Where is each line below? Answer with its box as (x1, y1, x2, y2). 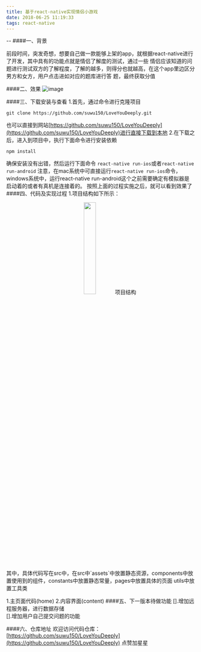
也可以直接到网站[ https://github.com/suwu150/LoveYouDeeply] (6, 122, 162, 129)
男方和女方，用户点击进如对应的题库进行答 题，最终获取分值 (6, 73, 155, 80)
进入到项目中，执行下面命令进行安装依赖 (16, 137, 117, 144)
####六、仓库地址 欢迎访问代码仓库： (6, 626, 100, 633)
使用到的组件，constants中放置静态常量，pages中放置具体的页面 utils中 (11, 577, 190, 585)
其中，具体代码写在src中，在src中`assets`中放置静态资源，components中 (6, 570, 188, 577)
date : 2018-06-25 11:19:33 (6, 14, 74, 20)
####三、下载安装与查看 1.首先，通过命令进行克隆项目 (6, 98, 141, 105)
